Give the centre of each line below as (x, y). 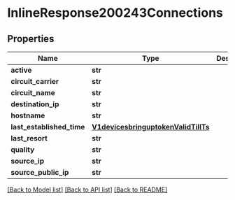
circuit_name (33, 93)
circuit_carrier (35, 81)
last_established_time (48, 127)
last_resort (29, 138)
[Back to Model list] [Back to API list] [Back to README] (87, 190)
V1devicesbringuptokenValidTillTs (151, 127)
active (21, 70)
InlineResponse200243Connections (115, 13)
